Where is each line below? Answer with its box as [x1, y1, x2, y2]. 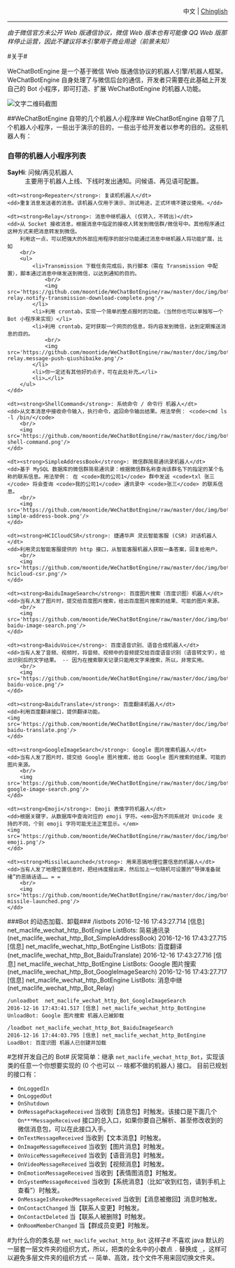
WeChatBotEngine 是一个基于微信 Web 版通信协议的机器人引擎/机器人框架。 [7, 67, 227, 75]
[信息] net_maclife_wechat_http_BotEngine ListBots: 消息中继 [7, 976, 183, 984]
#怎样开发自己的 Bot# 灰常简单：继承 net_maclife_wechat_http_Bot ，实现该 [7, 1053, 225, 1061]
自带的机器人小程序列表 [7, 151, 86, 160]
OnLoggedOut [17, 1093, 52, 1100]
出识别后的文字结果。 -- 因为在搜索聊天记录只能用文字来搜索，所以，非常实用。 [7, 657, 208, 664]
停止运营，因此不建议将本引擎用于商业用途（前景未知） [13, 37, 173, 46]
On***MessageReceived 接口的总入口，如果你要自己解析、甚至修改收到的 [17, 1116, 223, 1124]
